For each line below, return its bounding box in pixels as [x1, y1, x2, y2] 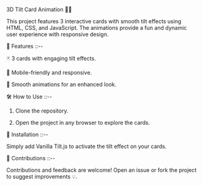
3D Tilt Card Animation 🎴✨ [6, 6, 72, 13]
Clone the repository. [15, 107, 68, 114]
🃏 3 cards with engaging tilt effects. [6, 55, 96, 62]
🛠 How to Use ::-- [6, 93, 53, 100]
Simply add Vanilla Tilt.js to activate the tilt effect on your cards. [6, 143, 167, 150]
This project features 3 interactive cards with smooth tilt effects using [6, 18, 182, 24]
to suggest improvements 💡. [6, 173, 78, 180]
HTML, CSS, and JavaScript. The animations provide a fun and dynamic [6, 24, 188, 31]
